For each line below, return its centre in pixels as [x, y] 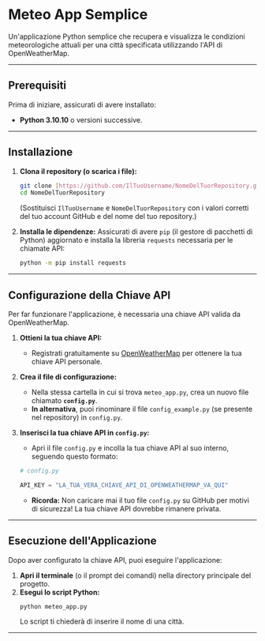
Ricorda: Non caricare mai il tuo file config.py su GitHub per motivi [140, 500]
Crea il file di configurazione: [68, 377]
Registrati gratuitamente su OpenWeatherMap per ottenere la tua [136, 353]
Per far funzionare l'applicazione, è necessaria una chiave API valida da [124, 314]
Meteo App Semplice [78, 15]
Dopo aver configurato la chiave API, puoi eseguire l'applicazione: [115, 560]
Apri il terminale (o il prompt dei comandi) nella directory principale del [135, 575]
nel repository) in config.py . [77, 417]
